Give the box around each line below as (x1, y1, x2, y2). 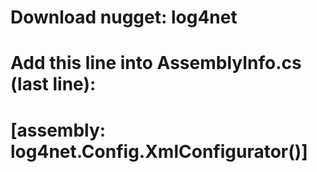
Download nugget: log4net (10, 6, 238, 29)
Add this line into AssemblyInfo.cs (10, 52, 302, 75)
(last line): (10, 73, 97, 96)
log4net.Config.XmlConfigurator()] (10, 140, 308, 163)
